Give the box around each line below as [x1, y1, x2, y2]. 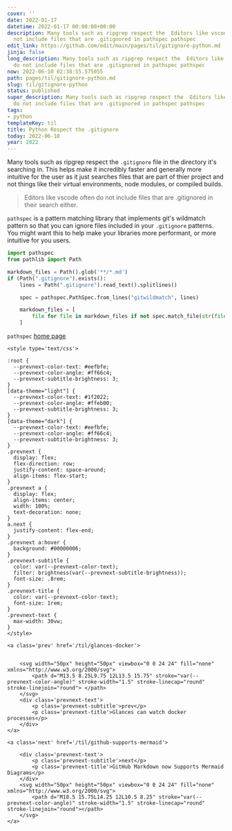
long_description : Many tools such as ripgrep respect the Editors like [7, 55, 224, 62]
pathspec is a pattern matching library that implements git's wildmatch [7, 214, 206, 222]
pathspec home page [7, 332, 66, 340]
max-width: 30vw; [13, 618, 64, 625]
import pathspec [7, 250, 54, 257]
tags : [7, 107, 23, 114]
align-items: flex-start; [13, 472, 88, 479]
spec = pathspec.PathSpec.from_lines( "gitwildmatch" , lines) [19, 294, 199, 301]
